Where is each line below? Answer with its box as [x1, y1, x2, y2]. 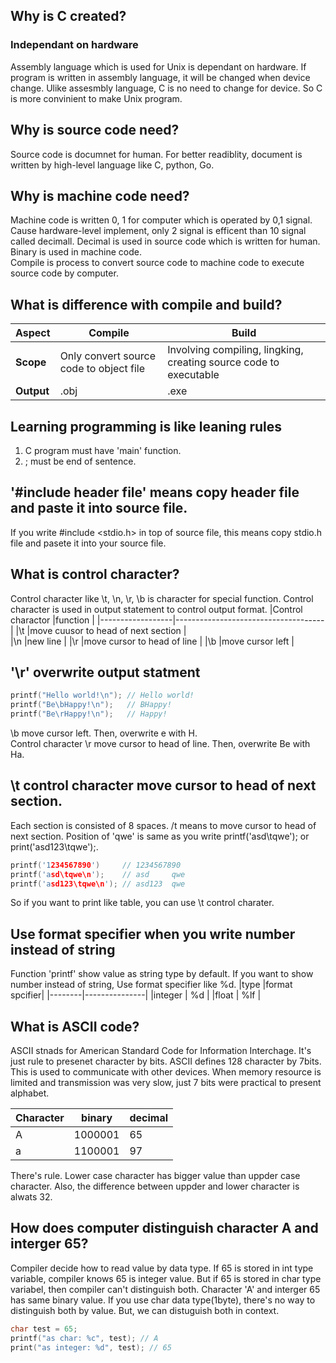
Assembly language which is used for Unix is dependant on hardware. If [10, 60, 307, 73]
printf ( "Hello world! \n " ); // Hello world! [10, 690, 195, 701]
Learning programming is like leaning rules [10, 418, 283, 435]
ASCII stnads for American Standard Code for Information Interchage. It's [10, 1045, 312, 1057]
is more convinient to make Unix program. [10, 92, 183, 104]
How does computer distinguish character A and [10, 1220, 319, 1237]
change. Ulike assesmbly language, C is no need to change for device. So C [10, 82, 323, 94]
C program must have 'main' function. [24, 444, 182, 456]
